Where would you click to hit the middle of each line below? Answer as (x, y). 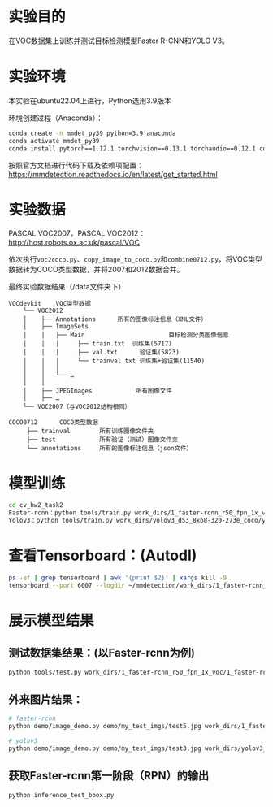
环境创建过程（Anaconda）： (56, 118)
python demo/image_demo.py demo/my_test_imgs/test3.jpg (105, 748)
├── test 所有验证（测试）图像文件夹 (102, 440)
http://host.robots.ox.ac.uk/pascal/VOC (74, 243)
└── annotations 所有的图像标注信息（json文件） (110, 449)
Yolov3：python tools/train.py (61, 521)
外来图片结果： (46, 699)
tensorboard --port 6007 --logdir (67, 585)
